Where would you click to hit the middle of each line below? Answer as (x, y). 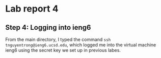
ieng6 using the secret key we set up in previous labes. (63, 50)
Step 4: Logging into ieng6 (48, 27)
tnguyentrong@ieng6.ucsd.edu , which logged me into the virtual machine (81, 45)
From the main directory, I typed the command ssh (58, 39)
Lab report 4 (32, 9)
